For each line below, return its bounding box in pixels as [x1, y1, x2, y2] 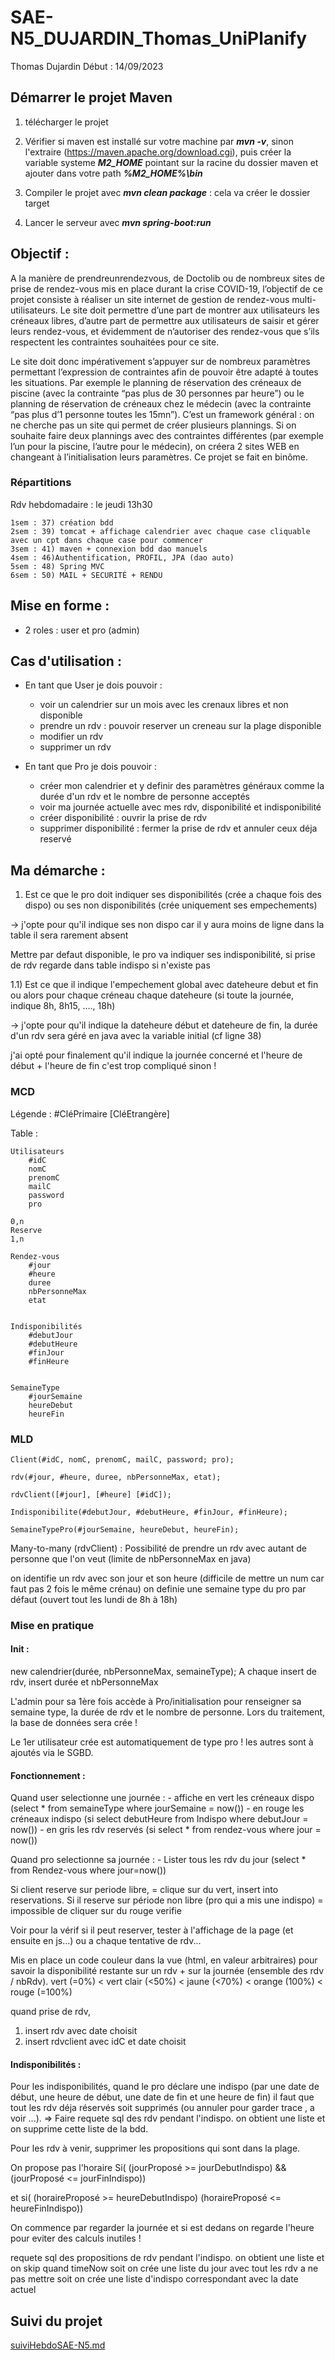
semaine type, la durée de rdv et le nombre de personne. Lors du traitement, [10, 1706, 326, 1718]
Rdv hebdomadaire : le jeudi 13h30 [10, 498, 153, 510]
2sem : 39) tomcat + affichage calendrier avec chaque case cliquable [10, 526, 311, 536]
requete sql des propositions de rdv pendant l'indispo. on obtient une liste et [10, 2252, 325, 2264]
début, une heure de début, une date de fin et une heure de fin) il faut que [10, 2091, 315, 2103]
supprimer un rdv [39, 741, 112, 753]
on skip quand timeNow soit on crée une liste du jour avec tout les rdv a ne [10, 2262, 319, 2275]
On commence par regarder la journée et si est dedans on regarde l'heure [10, 2222, 315, 2234]
